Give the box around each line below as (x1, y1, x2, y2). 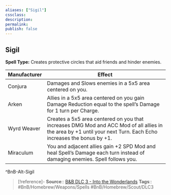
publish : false (5, 27, 38, 32)
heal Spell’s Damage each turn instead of (46, 149, 145, 156)
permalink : (5, 21, 28, 27)
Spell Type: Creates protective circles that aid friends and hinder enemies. (5, 59, 162, 65)
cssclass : (5, 12, 26, 17)
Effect (97, 71, 113, 78)
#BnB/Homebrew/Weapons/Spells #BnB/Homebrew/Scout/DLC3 (17, 184, 154, 190)
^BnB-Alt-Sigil (5, 168, 35, 175)
